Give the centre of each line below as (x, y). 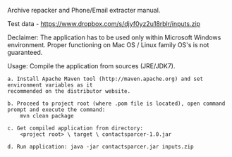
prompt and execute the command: (56, 110)
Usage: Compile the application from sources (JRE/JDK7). (91, 66)
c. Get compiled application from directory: (75, 128)
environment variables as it (50, 85)
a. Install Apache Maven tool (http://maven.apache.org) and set (105, 79)
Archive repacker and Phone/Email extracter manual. (84, 10)
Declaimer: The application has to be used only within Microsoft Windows (114, 37)
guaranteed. (25, 52)
